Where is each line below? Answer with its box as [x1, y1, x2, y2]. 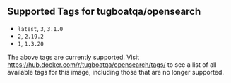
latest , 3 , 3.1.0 [17, 24, 64, 32]
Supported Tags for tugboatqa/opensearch [7, 6, 201, 18]
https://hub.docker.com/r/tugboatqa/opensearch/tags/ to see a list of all [7, 60, 217, 69]
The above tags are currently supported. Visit [7, 53, 140, 61]
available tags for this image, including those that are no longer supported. [7, 68, 225, 76]
